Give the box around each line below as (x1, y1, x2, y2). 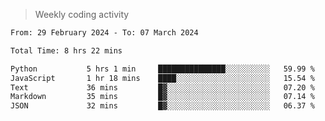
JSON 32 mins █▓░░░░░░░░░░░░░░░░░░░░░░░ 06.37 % (10, 101, 315, 111)
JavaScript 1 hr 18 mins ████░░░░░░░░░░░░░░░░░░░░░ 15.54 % (10, 73, 315, 83)
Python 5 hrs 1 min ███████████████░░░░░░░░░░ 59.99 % (10, 64, 315, 74)
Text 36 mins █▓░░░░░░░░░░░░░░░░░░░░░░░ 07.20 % (10, 82, 315, 93)
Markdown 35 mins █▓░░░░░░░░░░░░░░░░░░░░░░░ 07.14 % (10, 92, 315, 102)
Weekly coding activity (34, 9, 130, 20)
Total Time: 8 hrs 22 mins (10, 45, 123, 56)
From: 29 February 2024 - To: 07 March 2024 (10, 28, 199, 38)
